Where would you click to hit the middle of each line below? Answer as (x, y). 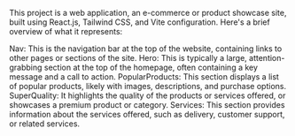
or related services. (45, 124)
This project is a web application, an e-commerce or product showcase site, (148, 13)
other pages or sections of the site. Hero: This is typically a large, (128, 58)
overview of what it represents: (66, 31)
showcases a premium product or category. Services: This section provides (147, 105)
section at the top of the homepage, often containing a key (151, 67)
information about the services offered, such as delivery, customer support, (147, 114)
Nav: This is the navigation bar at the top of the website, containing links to (146, 49)
